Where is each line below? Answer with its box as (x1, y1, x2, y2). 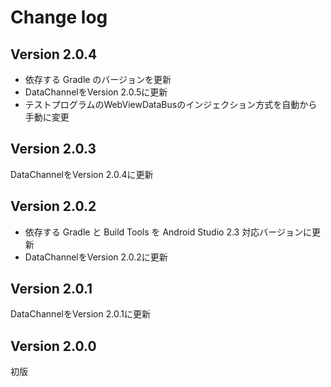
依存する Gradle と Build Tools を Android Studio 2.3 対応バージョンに (24, 226, 312, 238)
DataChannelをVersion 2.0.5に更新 (24, 86, 168, 98)
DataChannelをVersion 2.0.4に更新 (10, 168, 154, 180)
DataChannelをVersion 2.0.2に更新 (24, 251, 168, 263)
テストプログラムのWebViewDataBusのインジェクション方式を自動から (24, 99, 318, 110)
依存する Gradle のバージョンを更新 (24, 74, 172, 85)
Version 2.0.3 (10, 141, 97, 158)
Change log (10, 6, 108, 29)
